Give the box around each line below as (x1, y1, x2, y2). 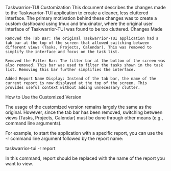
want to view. (5, 161, 33, 166)
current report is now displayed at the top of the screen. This (5, 81, 147, 86)
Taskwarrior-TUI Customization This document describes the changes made (5, 5, 166, 10)
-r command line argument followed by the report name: (5, 135, 124, 141)
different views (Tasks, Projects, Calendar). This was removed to (5, 45, 152, 50)
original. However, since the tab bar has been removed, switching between (5, 109, 163, 115)
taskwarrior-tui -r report (5, 145, 56, 151)
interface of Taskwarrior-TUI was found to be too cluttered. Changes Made (5, 26, 163, 32)
